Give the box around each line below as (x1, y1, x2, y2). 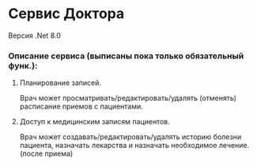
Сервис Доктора (8, 5, 125, 23)
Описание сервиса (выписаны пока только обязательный (8, 50, 244, 61)
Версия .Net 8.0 (8, 31, 61, 40)
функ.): (8, 60, 38, 71)
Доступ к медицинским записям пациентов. (19, 117, 170, 127)
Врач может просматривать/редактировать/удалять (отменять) (19, 94, 237, 103)
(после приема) (19, 149, 74, 158)
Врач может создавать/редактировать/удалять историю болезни (19, 132, 242, 142)
